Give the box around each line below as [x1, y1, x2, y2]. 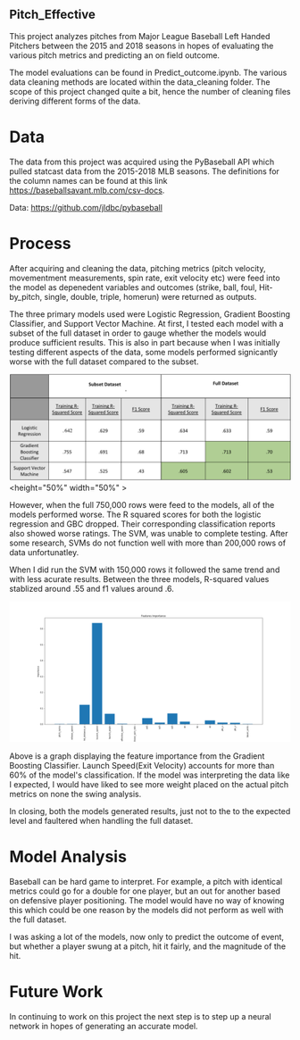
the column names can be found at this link [9, 175, 168, 186]
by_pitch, [9, 291, 43, 302]
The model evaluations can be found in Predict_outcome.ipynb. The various [9, 67, 287, 78]
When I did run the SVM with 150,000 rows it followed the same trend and [9, 564, 280, 575]
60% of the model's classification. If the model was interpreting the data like [9, 770, 290, 780]
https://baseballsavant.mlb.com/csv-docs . [9, 185, 165, 196]
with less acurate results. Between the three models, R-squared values [9, 573, 270, 584]
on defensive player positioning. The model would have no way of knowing [9, 894, 285, 905]
